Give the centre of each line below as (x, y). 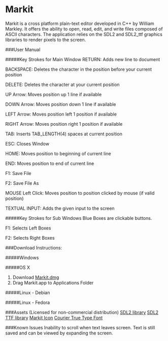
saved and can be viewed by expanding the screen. (59, 333)
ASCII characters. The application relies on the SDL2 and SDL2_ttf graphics (84, 34)
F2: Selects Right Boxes (30, 238)
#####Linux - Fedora (28, 302)
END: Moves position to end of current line (50, 163)
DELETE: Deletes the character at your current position (63, 84)
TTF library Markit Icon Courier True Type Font (54, 318)
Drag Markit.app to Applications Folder (53, 282)
